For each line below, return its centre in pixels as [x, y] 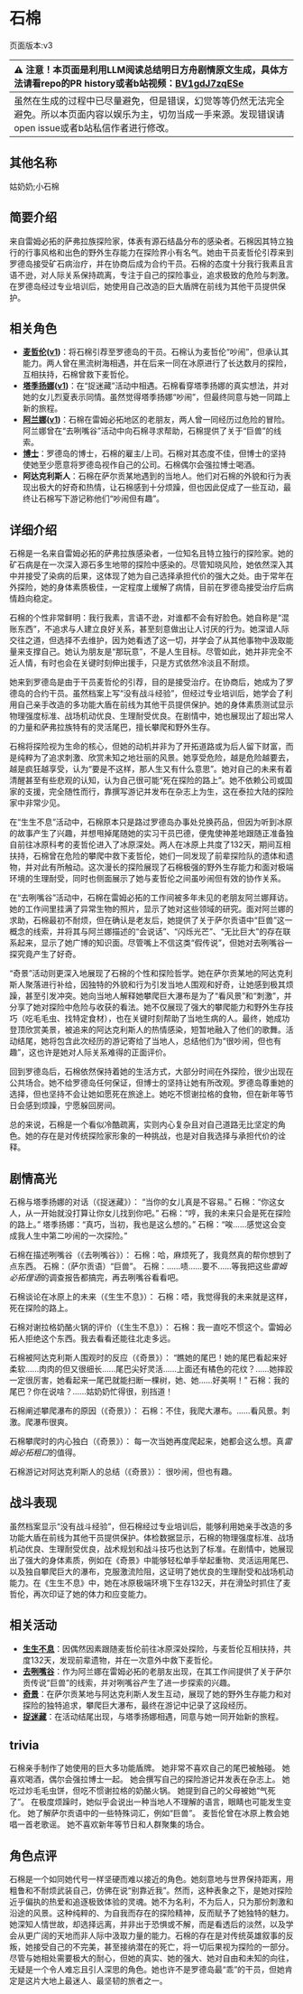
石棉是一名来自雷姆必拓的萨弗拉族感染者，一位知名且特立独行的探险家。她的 [151, 554]
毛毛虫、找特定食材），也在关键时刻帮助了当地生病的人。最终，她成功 [161, 1019]
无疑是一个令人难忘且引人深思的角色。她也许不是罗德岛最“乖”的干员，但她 [147, 1970]
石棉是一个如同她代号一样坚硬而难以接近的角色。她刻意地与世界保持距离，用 [151, 1879]
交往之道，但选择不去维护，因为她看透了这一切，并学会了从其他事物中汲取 [147, 640]
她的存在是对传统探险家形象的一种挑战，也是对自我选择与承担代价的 [151, 1136]
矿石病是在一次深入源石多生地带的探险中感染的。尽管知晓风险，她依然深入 [147, 564]
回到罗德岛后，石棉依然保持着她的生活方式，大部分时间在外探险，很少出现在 [151, 1072]
